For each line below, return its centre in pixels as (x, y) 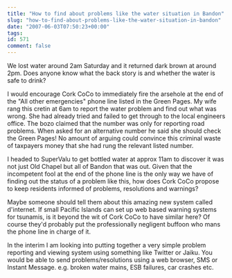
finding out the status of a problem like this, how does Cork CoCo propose (113, 181)
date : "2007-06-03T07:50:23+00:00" (59, 26)
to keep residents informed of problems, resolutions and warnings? (103, 189)
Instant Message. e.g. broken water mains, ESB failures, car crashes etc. (110, 267)
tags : (15, 33)
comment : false (29, 46)
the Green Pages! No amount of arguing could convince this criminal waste (114, 138)
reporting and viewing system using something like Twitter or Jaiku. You (110, 252)
